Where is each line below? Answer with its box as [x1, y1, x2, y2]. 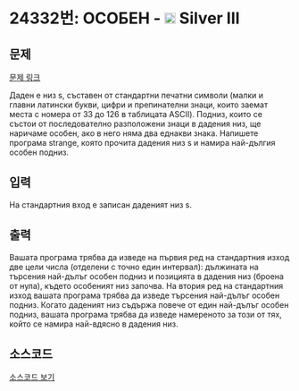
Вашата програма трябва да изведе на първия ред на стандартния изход [9, 251, 290, 262]
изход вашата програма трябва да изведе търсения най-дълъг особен [9, 290, 280, 301]
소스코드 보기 [9, 372, 55, 383]
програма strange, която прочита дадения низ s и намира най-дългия [9, 138, 276, 148]
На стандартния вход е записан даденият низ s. [9, 199, 193, 210]
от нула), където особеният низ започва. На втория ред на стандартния [9, 280, 284, 291]
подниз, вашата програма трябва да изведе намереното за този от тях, [9, 309, 283, 319]
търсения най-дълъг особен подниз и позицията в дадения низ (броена [9, 270, 284, 282]
